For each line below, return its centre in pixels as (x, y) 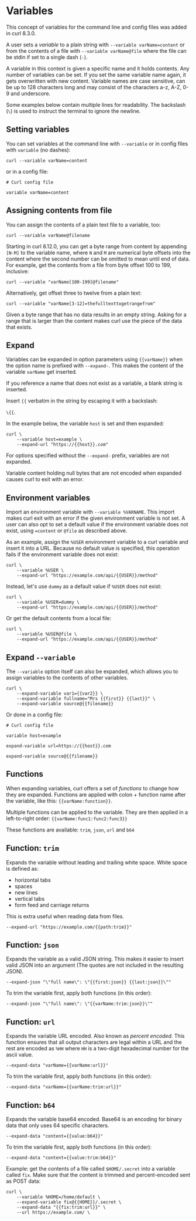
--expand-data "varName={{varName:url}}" (57, 1066)
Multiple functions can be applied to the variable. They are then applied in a (97, 812)
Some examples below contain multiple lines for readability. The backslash (96, 104)
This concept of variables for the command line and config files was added (97, 27)
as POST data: (23, 1181)
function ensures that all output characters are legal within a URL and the (94, 1042)
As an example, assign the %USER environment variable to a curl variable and (97, 542)
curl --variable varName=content (47, 160)
